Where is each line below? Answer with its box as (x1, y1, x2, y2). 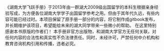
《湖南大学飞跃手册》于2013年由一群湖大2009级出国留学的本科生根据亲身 (5, 4, 154, 10)
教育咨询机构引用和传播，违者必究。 (5, 41, 78, 46)
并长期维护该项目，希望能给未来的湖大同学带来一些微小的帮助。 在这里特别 (5, 22, 157, 28)
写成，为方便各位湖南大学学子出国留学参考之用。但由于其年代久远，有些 (9, 10, 155, 16)
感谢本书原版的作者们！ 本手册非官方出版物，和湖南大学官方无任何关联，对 (5, 29, 157, 34)
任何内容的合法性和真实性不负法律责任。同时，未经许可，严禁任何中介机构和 (5, 34, 160, 40)
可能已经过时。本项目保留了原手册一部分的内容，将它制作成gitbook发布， (9, 17, 158, 22)
